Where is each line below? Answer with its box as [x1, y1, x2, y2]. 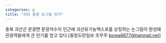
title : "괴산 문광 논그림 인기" [5, 12, 64, 17]
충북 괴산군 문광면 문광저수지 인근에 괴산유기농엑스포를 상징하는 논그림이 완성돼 [5, 26, 161, 32]
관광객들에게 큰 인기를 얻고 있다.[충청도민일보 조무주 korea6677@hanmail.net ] [5, 32, 161, 38]
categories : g [5, 7, 35, 12]
